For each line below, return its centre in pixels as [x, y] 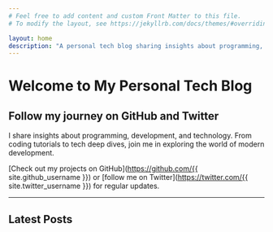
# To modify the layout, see [58, 24]
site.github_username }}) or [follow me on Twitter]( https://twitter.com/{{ [128, 177]
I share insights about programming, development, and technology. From [130, 136]
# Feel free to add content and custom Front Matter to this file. [125, 16]
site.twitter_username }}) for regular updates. [84, 186]
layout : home [30, 38]
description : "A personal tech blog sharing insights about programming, [136, 46]
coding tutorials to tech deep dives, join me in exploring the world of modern [136, 144]
